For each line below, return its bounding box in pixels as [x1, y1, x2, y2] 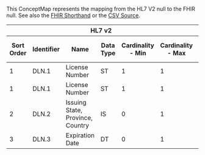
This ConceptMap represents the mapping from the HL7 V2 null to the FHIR [6, 6, 195, 12]
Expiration [65, 131, 95, 140]
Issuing [65, 98, 87, 107]
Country [65, 121, 90, 129]
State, [65, 106, 82, 114]
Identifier [32, 45, 60, 53]
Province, [65, 113, 93, 122]
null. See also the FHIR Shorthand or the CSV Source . [6, 12, 140, 19]
